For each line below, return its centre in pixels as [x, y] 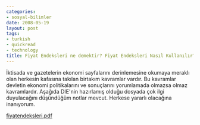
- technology [22, 50]
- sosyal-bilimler [29, 17]
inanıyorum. [21, 104]
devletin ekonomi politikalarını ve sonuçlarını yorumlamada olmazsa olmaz [97, 85]
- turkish [18, 39]
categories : [21, 12]
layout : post [22, 28]
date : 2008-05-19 [28, 23]
